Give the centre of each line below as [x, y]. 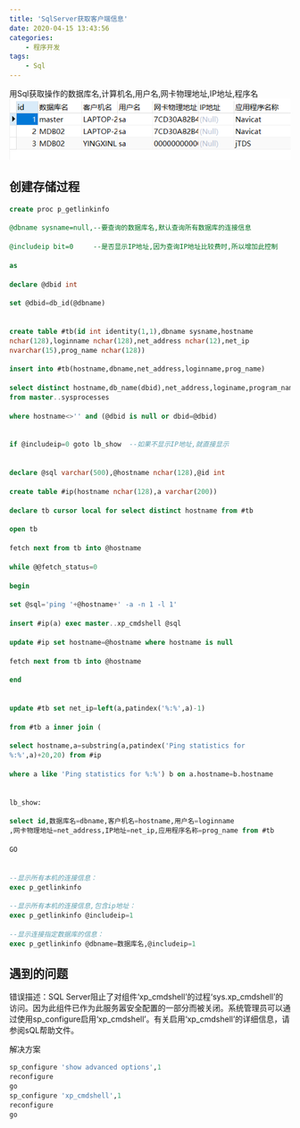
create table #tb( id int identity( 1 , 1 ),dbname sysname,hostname [131, 331]
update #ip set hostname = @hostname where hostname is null [121, 642]
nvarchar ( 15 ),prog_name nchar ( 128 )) [77, 350]
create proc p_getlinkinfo [59, 209]
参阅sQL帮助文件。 [44, 1031]
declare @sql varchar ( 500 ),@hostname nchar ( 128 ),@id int [117, 473]
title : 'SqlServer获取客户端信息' [69, 19]
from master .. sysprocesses [59, 397]
